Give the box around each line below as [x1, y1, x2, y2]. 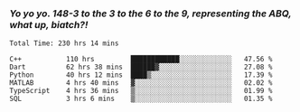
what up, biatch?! [9, 18, 89, 31]
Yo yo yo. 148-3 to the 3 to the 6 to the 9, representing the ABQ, [9, 7, 292, 20]
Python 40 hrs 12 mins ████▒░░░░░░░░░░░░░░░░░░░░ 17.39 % [9, 70, 273, 79]
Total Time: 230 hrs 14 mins [9, 39, 119, 48]
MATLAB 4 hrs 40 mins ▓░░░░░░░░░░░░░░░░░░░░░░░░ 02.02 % [9, 79, 273, 88]
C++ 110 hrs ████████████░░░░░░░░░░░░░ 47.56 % [9, 55, 273, 64]
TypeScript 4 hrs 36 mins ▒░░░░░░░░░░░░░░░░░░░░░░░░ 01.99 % [9, 87, 273, 96]
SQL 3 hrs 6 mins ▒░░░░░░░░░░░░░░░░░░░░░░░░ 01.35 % [9, 94, 273, 104]
